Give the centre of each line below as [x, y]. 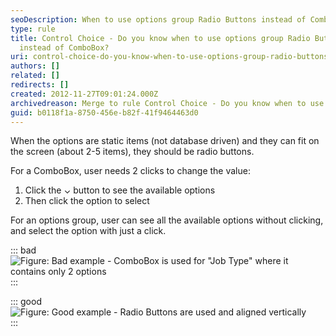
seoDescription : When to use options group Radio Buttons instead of [158, 19]
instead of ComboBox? [64, 47]
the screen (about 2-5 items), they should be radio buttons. [132, 152]
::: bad [23, 250]
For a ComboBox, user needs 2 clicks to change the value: [130, 171]
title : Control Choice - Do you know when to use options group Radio [160, 38]
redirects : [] [40, 85]
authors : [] [35, 66]
